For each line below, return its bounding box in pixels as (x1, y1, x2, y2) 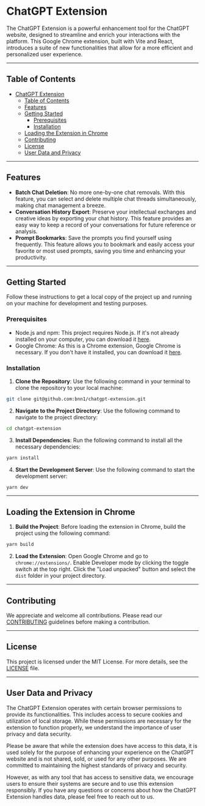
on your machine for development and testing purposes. (6, 300, 148, 307)
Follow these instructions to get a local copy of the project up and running (6, 293, 192, 300)
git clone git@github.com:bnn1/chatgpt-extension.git (6, 396, 146, 402)
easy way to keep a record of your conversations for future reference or (15, 221, 196, 228)
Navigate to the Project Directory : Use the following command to (15, 407, 181, 414)
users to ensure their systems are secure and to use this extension (6, 780, 174, 787)
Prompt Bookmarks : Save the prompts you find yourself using (15, 234, 172, 241)
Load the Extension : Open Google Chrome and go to (15, 553, 148, 560)
